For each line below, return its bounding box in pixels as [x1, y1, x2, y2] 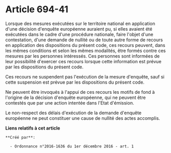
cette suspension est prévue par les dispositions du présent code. [5, 79, 145, 85]
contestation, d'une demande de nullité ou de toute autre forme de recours [5, 37, 163, 43]
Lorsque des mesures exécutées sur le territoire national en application [5, 20, 155, 27]
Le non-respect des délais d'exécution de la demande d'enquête [5, 110, 142, 116]
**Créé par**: [5, 135, 36, 140]
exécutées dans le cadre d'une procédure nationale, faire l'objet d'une [5, 31, 154, 37]
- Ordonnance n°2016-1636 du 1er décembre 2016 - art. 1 [10, 144, 134, 149]
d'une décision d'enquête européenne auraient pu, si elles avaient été [5, 25, 153, 32]
